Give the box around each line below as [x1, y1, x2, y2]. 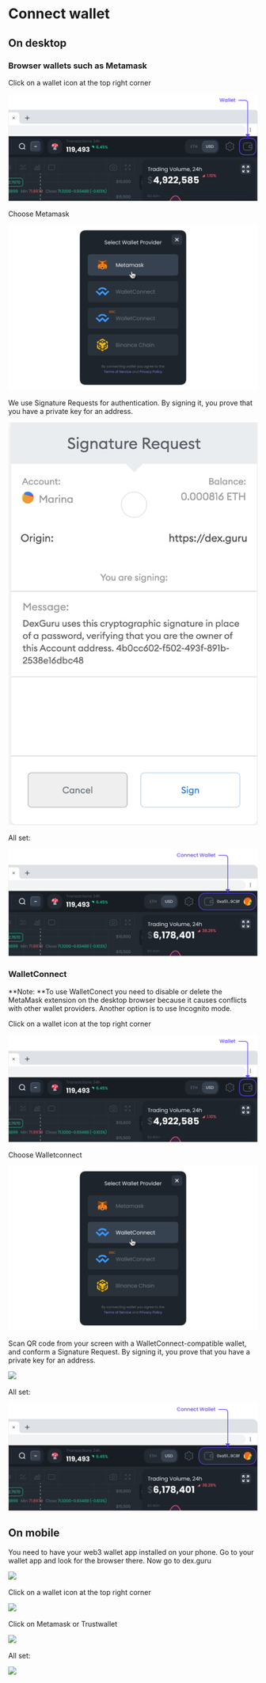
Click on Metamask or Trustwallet [8, 1619, 118, 1628]
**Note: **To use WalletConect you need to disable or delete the [8, 986, 223, 996]
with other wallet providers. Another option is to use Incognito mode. [8, 1003, 232, 1013]
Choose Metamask [8, 209, 70, 218]
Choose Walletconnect [8, 1150, 82, 1160]
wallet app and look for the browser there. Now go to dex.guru [8, 1556, 211, 1565]
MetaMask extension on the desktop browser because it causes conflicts [8, 995, 247, 1005]
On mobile [8, 1526, 60, 1540]
